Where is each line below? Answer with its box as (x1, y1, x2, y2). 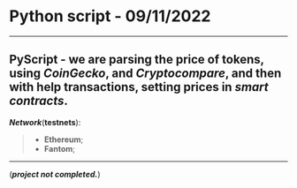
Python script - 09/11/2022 (9, 6, 211, 26)
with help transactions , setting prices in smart (9, 79, 270, 94)
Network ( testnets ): (9, 117, 81, 127)
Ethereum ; (43, 134, 84, 145)
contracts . (9, 94, 68, 109)
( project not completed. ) (9, 169, 101, 179)
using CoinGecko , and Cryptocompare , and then (9, 66, 282, 81)
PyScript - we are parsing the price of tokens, (9, 52, 264, 67)
